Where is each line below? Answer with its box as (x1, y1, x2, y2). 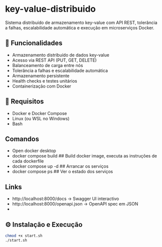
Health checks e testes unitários (12, 78, 77, 84)
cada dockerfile (12, 158, 44, 164)
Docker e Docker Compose (12, 110, 67, 116)
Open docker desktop (12, 148, 56, 154)
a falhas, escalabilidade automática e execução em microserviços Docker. (5, 24, 155, 30)
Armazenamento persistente (12, 72, 70, 79)
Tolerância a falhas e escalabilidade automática (12, 67, 108, 73)
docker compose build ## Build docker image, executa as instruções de (12, 153, 158, 159)
